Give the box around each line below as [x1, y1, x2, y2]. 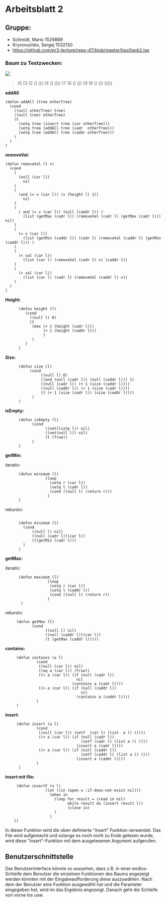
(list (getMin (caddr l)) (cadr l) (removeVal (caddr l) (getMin [23, 236, 162, 241]
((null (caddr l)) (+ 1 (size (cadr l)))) [40, 386, 130, 391]
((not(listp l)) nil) [45, 426, 90, 431]
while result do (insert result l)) [67, 801, 143, 806]
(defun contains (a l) [16, 655, 64, 660]
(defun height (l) [18, 307, 57, 312]
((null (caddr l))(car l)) [45, 632, 101, 638]
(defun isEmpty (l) [18, 417, 59, 422]
